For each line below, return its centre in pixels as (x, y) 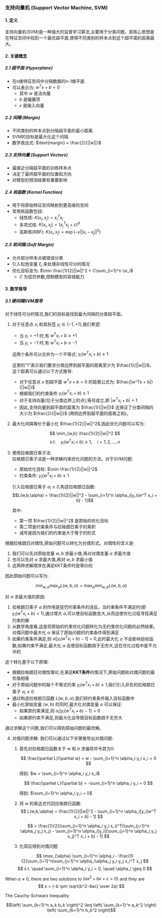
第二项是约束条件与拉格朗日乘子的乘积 (57, 527)
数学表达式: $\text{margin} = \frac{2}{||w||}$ (57, 143)
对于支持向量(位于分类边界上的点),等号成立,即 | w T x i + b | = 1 (78, 401)
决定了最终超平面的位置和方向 (42, 174)
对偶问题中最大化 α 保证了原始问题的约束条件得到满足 (66, 632)
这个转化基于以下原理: (27, 662)
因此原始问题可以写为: (27, 576)
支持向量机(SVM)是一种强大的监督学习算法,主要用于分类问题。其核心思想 (78, 32)
